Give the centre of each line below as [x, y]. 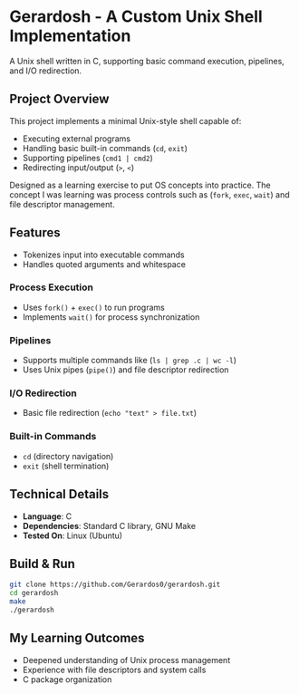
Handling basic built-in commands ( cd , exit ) [105, 148]
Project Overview [59, 99]
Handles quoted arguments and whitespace [104, 264]
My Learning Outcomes [77, 638]
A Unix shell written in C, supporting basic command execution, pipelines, [147, 61]
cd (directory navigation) [68, 456]
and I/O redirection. [46, 71]
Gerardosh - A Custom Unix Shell [136, 17]
